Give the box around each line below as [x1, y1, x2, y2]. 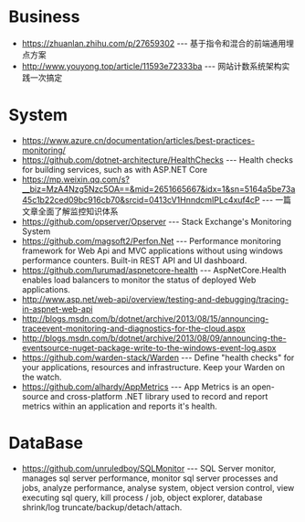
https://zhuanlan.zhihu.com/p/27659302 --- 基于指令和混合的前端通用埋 [21, 37, 294, 48]
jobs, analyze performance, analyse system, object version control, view [21, 482, 295, 493]
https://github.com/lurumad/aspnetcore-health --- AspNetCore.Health [21, 264, 287, 275]
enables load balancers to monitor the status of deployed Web [21, 274, 257, 285]
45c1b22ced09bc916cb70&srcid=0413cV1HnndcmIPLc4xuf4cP [21, 194, 260, 205]
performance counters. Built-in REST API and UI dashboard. [21, 254, 247, 266]
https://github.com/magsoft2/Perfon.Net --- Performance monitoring [21, 235, 282, 246]
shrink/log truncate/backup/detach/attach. [21, 501, 183, 513]
